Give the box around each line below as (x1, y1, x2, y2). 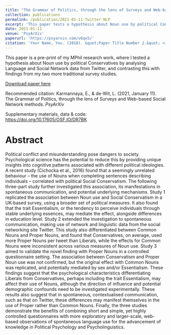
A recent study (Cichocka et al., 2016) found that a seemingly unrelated (5, 167, 155, 173)
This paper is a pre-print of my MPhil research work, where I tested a (5, 54, 150, 60)
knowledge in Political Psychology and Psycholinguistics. (5, 324, 125, 330)
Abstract (5, 134, 43, 145)
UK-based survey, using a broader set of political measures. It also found (5, 199, 158, 206)
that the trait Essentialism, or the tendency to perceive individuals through (5, 205, 160, 211)
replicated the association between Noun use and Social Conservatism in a (5, 194, 163, 200)
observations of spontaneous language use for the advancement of (19, 318, 161, 324)
